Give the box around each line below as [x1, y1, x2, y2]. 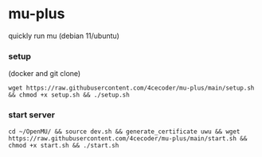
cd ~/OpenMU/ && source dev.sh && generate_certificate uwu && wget [8, 128, 240, 136]
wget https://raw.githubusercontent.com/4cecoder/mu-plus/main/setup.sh [8, 84, 255, 92]
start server [8, 109, 56, 121]
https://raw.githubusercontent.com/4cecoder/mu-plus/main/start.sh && [8, 134, 248, 143]
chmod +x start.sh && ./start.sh [8, 141, 119, 149]
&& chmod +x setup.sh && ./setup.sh [8, 91, 130, 99]
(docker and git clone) [8, 69, 81, 78]
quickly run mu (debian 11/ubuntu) [8, 31, 119, 40]
